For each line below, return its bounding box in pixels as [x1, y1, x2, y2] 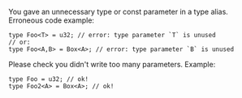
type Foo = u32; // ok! [8, 75, 89, 83]
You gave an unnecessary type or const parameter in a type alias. [8, 7, 229, 16]
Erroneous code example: [8, 15, 95, 25]
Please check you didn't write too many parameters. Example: [8, 60, 216, 69]
